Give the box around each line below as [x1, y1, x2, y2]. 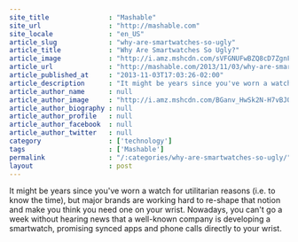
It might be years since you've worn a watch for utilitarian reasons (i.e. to [9, 185, 276, 196]
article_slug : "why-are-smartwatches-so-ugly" [9, 37, 237, 47]
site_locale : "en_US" [9, 29, 145, 38]
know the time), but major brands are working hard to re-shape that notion [9, 195, 281, 206]
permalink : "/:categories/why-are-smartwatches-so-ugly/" [9, 152, 292, 162]
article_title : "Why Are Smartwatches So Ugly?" [9, 46, 240, 55]
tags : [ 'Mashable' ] [9, 144, 165, 153]
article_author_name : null [9, 87, 133, 96]
